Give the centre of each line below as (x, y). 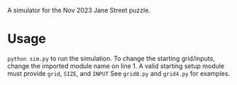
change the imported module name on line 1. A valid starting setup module (116, 66)
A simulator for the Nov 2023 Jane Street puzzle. (79, 10)
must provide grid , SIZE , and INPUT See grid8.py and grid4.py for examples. (119, 73)
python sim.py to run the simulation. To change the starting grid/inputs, (111, 58)
